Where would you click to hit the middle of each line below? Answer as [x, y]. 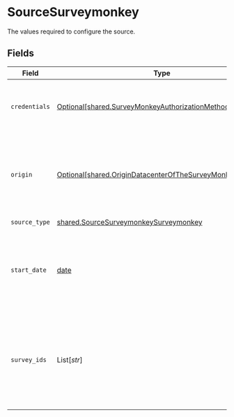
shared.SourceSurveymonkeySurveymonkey [130, 222]
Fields [21, 53]
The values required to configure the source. [71, 31]
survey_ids [29, 359]
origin [22, 174]
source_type [31, 222]
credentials [31, 106]
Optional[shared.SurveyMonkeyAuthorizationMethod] [144, 107]
